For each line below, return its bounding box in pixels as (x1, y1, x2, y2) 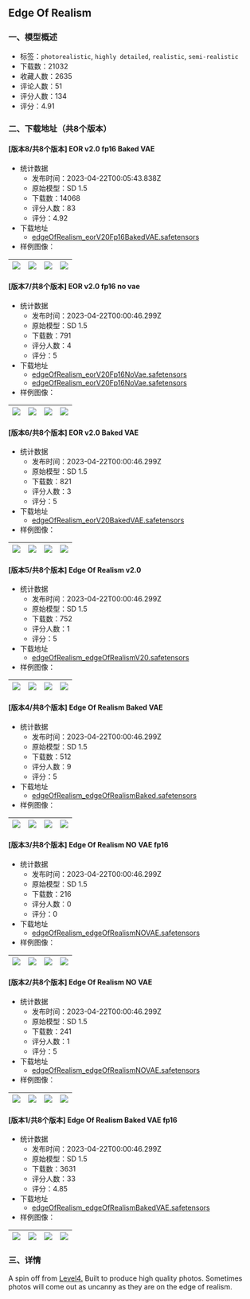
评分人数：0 (31, 899, 72, 909)
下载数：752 (31, 614, 73, 624)
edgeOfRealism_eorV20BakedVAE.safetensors (31, 515, 185, 525)
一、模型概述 (8, 32, 58, 43)
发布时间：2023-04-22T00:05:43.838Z (31, 173, 162, 182)
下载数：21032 (19, 61, 69, 71)
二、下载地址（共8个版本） (8, 123, 111, 134)
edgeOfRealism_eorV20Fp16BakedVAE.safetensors (31, 232, 200, 241)
